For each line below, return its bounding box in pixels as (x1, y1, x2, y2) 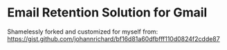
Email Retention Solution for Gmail (7, 5, 208, 21)
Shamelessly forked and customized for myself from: (7, 27, 158, 36)
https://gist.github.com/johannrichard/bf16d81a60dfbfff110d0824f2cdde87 (7, 34, 220, 42)
